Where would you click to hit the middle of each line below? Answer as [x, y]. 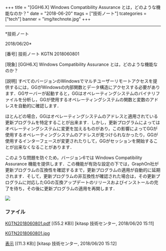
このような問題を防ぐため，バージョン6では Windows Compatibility [74, 158]
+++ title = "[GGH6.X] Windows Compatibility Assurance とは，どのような [81, 7]
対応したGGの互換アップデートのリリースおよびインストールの [90, 182]
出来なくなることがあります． [44, 147]
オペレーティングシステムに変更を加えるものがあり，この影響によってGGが [82, 128]
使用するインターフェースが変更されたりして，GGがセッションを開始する [79, 141]
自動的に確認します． [40, 106]
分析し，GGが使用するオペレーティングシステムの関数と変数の [86, 100]
